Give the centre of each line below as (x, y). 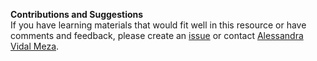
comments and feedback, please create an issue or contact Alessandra (157, 35)
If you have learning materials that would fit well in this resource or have (158, 25)
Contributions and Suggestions (77, 14)
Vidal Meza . (35, 46)
